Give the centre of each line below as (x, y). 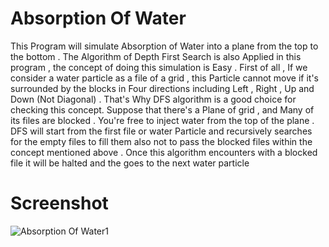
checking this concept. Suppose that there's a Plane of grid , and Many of (162, 109)
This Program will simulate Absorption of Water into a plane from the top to (164, 46)
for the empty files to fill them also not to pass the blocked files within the (161, 141)
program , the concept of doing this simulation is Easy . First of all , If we (159, 67)
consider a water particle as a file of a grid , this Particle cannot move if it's (164, 78)
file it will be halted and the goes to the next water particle (130, 163)
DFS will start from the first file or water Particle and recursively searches (161, 131)
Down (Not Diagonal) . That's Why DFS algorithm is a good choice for (153, 99)
